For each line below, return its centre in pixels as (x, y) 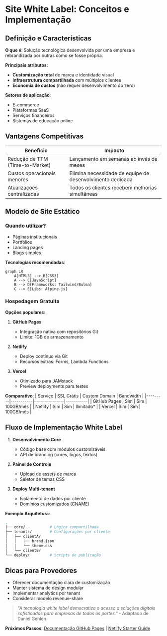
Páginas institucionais (35, 237)
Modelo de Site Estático (42, 211)
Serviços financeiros (33, 115)
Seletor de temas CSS (42, 479)
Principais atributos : (27, 65)
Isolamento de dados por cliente (53, 498)
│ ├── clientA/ (23, 537)
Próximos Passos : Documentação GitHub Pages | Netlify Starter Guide (78, 629)
